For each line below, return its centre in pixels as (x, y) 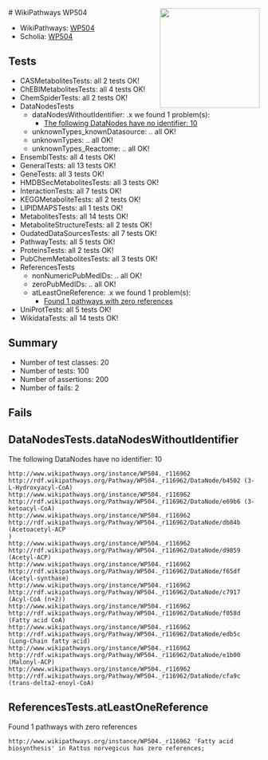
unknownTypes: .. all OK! (72, 140)
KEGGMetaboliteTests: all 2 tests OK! (80, 199)
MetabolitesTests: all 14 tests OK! (74, 216)
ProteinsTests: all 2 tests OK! (67, 250)
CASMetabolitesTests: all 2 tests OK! (79, 81)
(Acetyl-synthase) (39, 578)
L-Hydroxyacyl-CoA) (41, 487)
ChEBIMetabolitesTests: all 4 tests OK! (83, 89)
